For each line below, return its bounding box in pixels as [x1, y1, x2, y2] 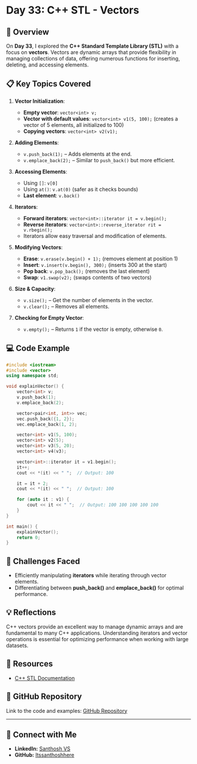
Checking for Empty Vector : [14, 314, 84, 321]
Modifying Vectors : [14, 243, 63, 250]
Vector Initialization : [14, 98, 66, 105]
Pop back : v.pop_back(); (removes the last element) [23, 267, 150, 274]
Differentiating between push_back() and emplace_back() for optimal [14, 584, 184, 591]
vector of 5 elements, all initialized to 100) [23, 121, 124, 128]
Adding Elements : [14, 139, 59, 146]
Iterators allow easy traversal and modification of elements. [23, 232, 167, 239]
